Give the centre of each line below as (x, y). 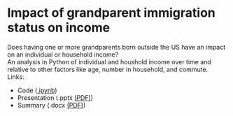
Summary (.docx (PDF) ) (51, 105)
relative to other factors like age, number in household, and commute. (108, 69)
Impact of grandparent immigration (111, 13)
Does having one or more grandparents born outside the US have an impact (116, 47)
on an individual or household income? (63, 55)
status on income (59, 28)
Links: (16, 77)
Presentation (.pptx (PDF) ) (55, 97)
